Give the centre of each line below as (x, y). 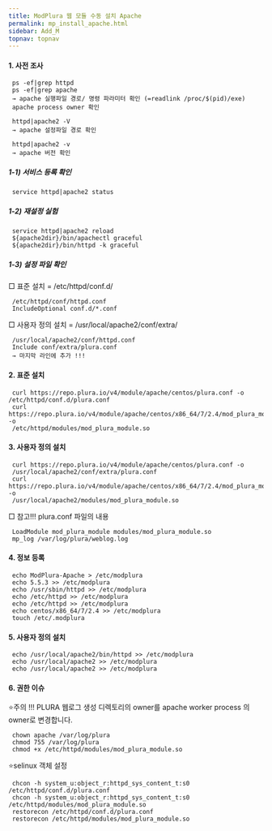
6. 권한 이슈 (27, 687)
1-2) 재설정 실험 (33, 211)
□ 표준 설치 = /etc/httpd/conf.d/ (61, 286)
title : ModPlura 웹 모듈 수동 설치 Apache (75, 16)
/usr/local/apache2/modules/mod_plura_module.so (96, 500)
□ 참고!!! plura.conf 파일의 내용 (59, 516)
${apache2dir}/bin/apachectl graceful (77, 239)
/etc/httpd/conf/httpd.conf (59, 302)
